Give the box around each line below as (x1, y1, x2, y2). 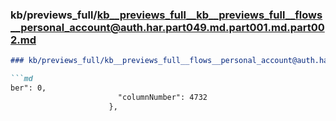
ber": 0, (10, 83, 47, 93)
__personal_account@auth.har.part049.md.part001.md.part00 (10, 20, 325, 34)
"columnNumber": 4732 (117, 92, 208, 102)
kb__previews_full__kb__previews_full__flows (96, 8, 323, 22)
